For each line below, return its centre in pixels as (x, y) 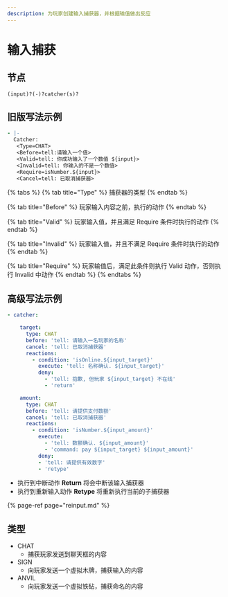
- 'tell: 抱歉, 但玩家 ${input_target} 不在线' (110, 379)
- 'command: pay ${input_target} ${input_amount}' (119, 449)
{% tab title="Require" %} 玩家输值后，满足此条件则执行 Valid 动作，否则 (111, 266)
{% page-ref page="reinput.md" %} (59, 506)
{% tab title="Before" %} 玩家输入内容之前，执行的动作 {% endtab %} (107, 207)
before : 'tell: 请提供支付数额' (69, 411)
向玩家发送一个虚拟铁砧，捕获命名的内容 (85, 587)
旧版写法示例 (35, 117)
